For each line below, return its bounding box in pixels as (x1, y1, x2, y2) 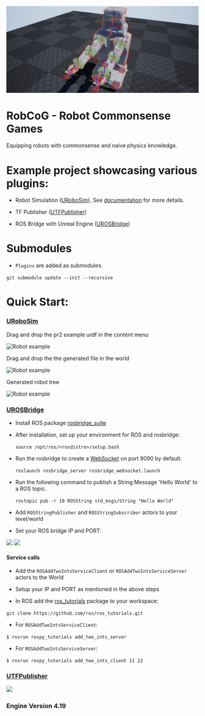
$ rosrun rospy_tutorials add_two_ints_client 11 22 (6, 658, 143, 664)
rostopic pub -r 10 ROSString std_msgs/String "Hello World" (15, 498, 174, 504)
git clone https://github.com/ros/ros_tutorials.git (6, 610, 143, 617)
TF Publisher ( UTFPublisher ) (15, 209, 87, 216)
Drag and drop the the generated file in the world (6, 355, 129, 362)
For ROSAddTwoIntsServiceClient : (15, 621, 98, 629)
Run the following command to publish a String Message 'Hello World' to (15, 478, 198, 485)
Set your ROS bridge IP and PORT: (15, 526, 102, 534)
